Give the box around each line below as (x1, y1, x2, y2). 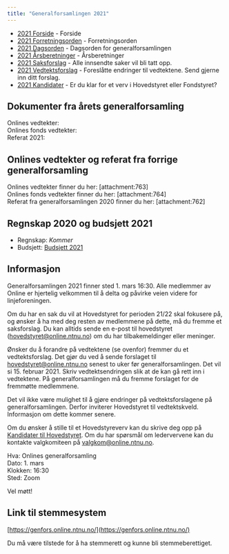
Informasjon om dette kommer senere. (7, 409, 116, 418)
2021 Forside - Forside (17, 29, 81, 37)
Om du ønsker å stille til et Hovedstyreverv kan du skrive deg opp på (7, 423, 202, 432)
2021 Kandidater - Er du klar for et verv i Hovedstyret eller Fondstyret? (17, 80, 217, 89)
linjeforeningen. (7, 296, 52, 304)
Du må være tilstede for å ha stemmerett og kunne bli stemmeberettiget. (7, 539, 212, 547)
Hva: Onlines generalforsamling (7, 451, 97, 460)
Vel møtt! (7, 487, 33, 495)
